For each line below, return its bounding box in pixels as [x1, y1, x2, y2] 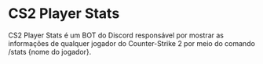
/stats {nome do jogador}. [8, 47, 92, 56]
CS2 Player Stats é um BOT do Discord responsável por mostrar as [8, 30, 224, 40]
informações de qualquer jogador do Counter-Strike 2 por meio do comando [8, 38, 255, 48]
